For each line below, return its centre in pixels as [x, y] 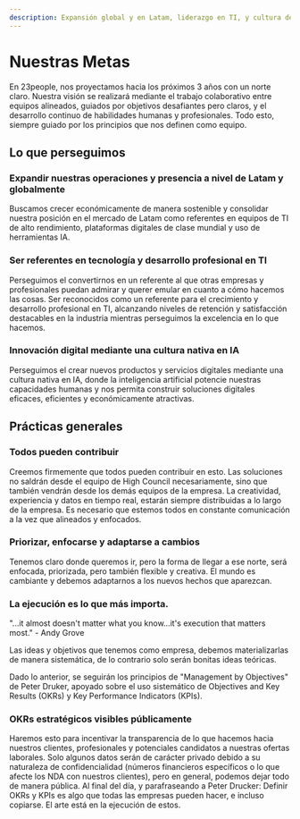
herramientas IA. [40, 237]
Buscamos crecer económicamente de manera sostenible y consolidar [139, 209]
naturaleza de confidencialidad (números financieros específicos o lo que [145, 767]
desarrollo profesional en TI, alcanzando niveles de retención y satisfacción [148, 308]
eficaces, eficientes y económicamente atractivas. [102, 398]
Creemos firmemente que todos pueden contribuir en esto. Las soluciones [146, 471]
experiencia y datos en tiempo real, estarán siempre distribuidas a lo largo [146, 500]
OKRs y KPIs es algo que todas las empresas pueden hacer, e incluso [137, 796]
